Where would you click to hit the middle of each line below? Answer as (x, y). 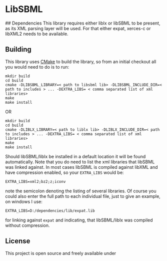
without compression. (27, 225)
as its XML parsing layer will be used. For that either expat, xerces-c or (78, 28)
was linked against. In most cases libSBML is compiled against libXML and (82, 167)
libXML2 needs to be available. (37, 34)
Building (18, 49)
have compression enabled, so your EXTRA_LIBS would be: (64, 172)
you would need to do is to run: (37, 67)
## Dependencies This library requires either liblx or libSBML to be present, (83, 23)
